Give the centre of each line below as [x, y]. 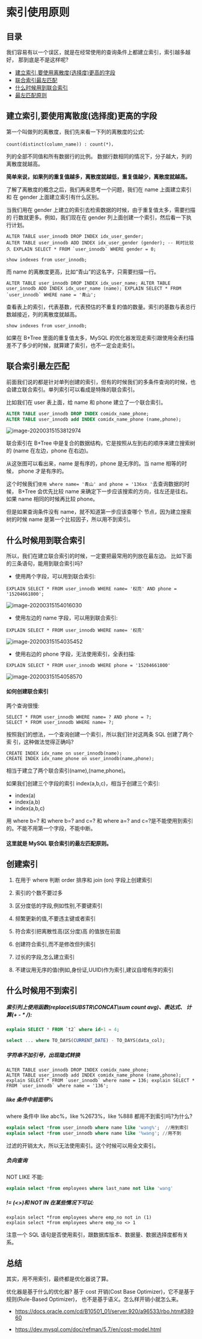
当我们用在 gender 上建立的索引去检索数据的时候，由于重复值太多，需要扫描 [101, 209]
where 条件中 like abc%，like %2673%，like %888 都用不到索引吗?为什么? [99, 1116]
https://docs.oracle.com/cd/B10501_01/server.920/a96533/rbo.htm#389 [104, 1311]
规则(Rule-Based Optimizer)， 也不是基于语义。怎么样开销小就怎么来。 [94, 1299]
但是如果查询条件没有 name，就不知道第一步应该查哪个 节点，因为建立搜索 [99, 512]
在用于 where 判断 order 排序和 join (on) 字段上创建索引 [84, 880]
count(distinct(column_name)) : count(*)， [61, 144]
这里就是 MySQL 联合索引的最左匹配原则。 [59, 843]
